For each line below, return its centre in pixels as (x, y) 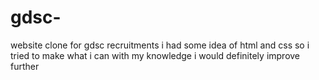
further (25, 66)
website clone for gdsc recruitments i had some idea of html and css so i (160, 45)
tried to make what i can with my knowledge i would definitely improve (155, 55)
